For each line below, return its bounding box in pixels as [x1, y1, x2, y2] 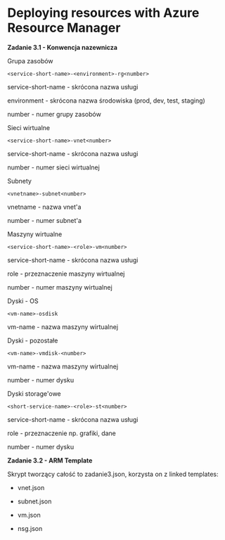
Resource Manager [7, 20, 121, 36]
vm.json [17, 510, 41, 519]
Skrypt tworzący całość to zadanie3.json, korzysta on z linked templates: [7, 470, 219, 478]
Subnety [7, 176, 32, 185]
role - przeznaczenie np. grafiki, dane [7, 429, 116, 437]
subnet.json [17, 497, 52, 506]
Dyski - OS [7, 297, 39, 305]
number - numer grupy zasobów [7, 110, 102, 118]
